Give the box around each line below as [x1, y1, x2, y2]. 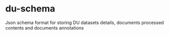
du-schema [5, 3, 55, 14]
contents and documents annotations [5, 24, 84, 30]
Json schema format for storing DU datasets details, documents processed [5, 19, 164, 25]
